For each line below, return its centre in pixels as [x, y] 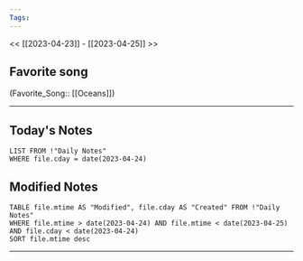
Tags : [19, 18]
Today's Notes [51, 130]
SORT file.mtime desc [50, 239]
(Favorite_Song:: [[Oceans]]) [62, 93]
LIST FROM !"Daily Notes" [58, 151]
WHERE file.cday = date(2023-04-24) [78, 159]
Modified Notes [54, 186]
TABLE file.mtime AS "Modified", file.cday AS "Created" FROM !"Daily [145, 208]
